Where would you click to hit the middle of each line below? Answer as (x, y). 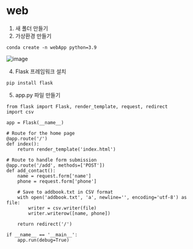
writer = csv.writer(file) (63, 208)
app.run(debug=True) (43, 240)
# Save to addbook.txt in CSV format (65, 192)
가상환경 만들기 (33, 36)
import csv (20, 112)
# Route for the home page (41, 133)
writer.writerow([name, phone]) (70, 213)
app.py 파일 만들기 (38, 95)
